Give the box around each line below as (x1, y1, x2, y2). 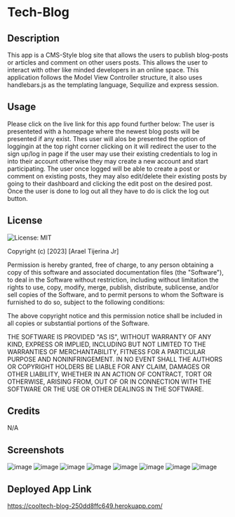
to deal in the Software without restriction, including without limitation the (7, 275, 219, 284)
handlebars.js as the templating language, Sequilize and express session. (7, 81, 219, 89)
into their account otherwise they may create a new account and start (7, 157, 208, 165)
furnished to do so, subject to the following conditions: (7, 298, 165, 306)
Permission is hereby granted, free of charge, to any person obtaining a (7, 261, 214, 269)
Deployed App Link (7, 483, 93, 495)
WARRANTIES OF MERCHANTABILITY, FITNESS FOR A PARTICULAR (7, 347, 206, 355)
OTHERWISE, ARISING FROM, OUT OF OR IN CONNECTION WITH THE (7, 377, 212, 386)
